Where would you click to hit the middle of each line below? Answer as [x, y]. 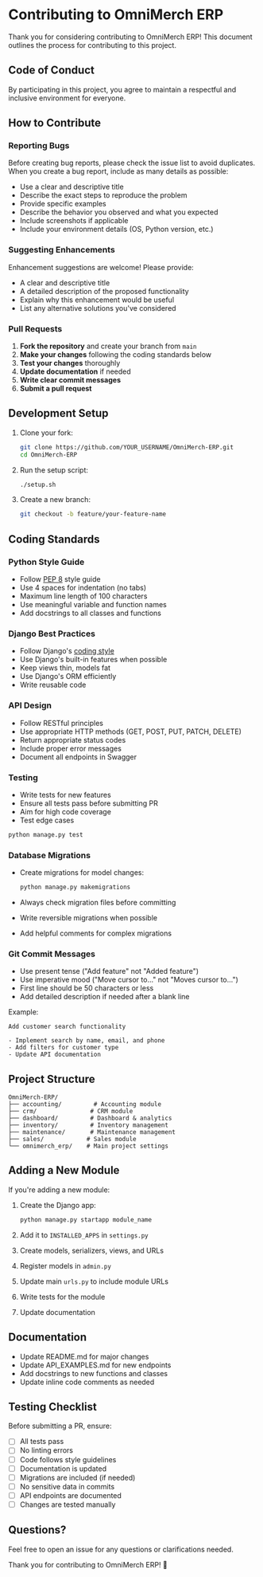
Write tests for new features [65, 794]
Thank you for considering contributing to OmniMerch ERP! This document [130, 37]
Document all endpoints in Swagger [78, 757]
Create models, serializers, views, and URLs [92, 1250]
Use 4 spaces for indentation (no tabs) [83, 588]
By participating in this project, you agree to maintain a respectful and [122, 89]
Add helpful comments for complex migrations [96, 933]
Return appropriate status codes [73, 739]
